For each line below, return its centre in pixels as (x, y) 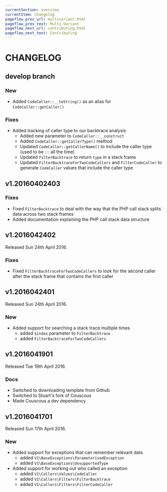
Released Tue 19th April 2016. (36, 366)
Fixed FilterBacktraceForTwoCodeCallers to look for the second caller (84, 271)
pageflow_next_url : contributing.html (45, 29)
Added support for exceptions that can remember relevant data (77, 452)
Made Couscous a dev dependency (49, 401)
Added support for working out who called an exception (70, 468)
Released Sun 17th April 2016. (36, 429)
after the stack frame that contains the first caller (63, 276)
